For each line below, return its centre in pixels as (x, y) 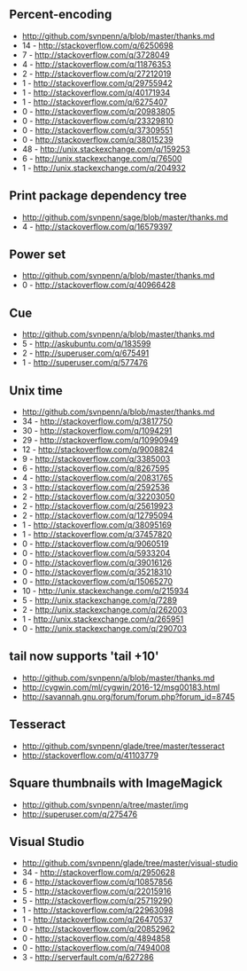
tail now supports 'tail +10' (84, 657)
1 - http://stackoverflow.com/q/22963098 (98, 910)
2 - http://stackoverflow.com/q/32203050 (98, 497)
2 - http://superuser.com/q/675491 (85, 353)
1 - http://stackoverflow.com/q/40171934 (96, 92)
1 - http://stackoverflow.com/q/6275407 (95, 102)
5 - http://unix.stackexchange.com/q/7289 (99, 600)
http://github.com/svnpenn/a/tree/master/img (105, 804)
